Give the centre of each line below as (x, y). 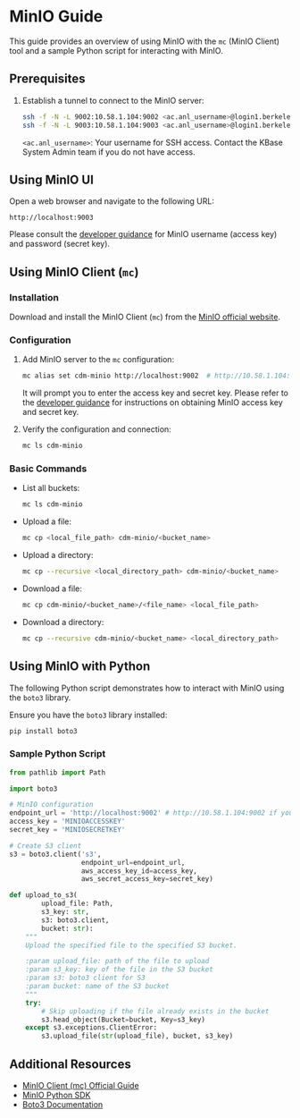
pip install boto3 (43, 731)
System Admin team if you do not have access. (109, 152)
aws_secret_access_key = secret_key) (147, 879)
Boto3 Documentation (62, 1105)
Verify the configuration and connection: (96, 429)
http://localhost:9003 (51, 218)
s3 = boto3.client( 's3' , (55, 854)
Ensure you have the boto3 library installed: (88, 715)
